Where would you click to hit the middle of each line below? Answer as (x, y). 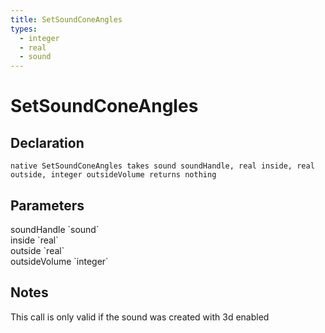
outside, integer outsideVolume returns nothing (113, 175)
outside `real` (37, 250)
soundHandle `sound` (55, 229)
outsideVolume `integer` (59, 261)
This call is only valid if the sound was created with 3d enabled (140, 317)
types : (24, 29)
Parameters (47, 205)
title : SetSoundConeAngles (66, 19)
